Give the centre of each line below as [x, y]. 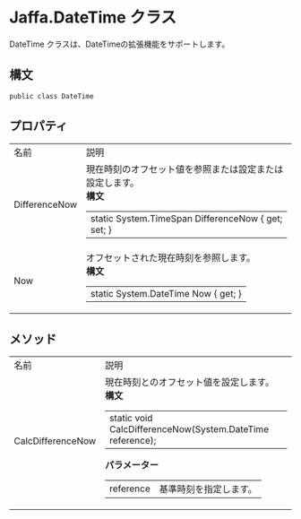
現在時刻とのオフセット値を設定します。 [189, 383]
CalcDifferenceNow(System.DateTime [189, 429]
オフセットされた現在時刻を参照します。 [171, 257]
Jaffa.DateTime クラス [93, 17]
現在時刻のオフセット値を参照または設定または [185, 169]
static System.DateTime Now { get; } [166, 293]
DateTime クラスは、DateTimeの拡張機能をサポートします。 [120, 44]
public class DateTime [52, 96]
